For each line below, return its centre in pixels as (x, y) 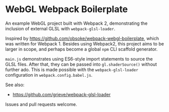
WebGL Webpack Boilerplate (67, 9)
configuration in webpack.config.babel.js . (49, 75)
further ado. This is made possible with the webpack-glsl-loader (72, 70)
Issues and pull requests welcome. (41, 104)
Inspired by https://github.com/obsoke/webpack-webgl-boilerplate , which (82, 38)
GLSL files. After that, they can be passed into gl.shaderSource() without (81, 64)
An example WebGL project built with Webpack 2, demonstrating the (76, 23)
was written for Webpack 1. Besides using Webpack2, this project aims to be (84, 43)
